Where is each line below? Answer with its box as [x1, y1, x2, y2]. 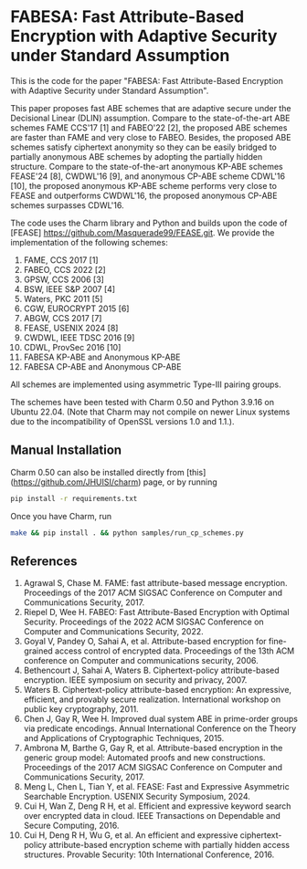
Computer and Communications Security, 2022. [23, 626, 204, 637]
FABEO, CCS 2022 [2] [23, 264, 106, 275]
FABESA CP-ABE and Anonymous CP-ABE [23, 361, 182, 372]
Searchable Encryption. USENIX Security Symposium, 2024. [23, 791, 250, 802]
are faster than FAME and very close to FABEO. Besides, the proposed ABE [10, 131, 291, 142]
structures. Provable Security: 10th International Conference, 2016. [23, 849, 275, 860]
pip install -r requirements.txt [10, 494, 138, 503]
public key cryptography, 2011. [23, 704, 140, 715]
